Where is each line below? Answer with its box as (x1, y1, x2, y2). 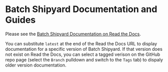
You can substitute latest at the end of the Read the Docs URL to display (5, 40, 157, 46)
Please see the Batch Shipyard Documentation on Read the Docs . (5, 31, 141, 37)
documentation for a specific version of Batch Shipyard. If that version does (5, 46, 163, 52)
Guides (5, 14, 36, 26)
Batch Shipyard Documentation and (5, 4, 157, 15)
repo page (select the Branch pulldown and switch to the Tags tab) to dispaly (5, 56, 163, 62)
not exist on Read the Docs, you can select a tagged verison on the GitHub (5, 51, 160, 57)
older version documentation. (5, 62, 67, 68)
